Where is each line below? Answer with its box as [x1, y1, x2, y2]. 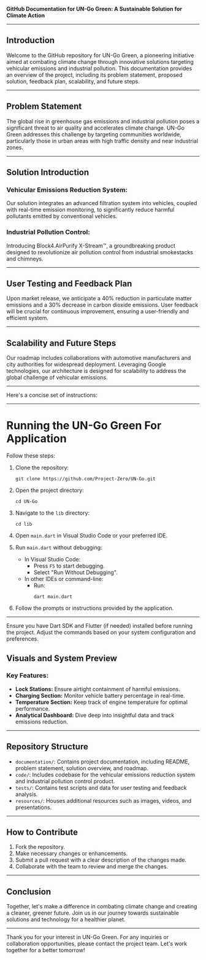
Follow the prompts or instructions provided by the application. [15, 604, 174, 612]
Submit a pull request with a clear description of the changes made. [15, 856, 187, 864]
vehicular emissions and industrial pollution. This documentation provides [6, 64, 193, 72]
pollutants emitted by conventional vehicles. [6, 213, 118, 220]
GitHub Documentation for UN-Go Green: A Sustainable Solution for [6, 6, 183, 12]
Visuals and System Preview [6, 653, 118, 663]
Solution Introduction [6, 167, 90, 178]
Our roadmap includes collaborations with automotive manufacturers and [6, 354, 191, 362]
